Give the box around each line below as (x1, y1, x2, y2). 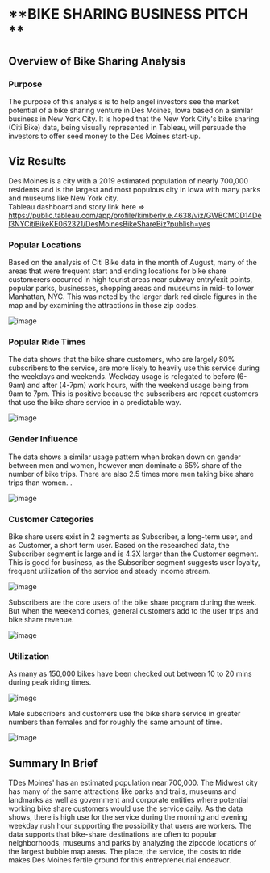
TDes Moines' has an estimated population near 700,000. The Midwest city (8, 778, 258, 787)
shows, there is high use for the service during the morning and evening (8, 812, 248, 821)
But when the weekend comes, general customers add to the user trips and (8, 605, 259, 615)
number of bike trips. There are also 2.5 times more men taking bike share (8, 469, 254, 479)
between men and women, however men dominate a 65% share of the (8, 460, 242, 470)
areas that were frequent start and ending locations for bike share (8, 266, 227, 276)
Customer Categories (8, 513, 95, 525)
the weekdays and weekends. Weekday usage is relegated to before (8, 372, 235, 382)
